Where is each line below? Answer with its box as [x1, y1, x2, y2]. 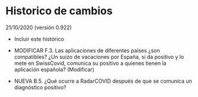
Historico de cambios [5, 4, 113, 18]
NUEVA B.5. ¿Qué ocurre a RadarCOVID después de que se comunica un [14, 77, 192, 85]
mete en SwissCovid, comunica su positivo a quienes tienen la [14, 60, 167, 67]
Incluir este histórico [14, 35, 65, 42]
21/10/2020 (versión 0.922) [5, 24, 72, 31]
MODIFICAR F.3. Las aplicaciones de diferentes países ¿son [14, 46, 161, 54]
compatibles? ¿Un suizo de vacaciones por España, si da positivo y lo [14, 53, 184, 60]
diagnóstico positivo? [14, 83, 66, 90]
